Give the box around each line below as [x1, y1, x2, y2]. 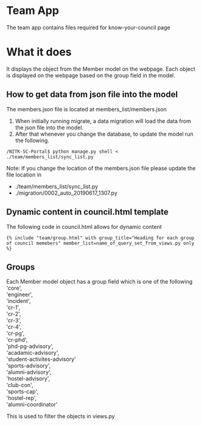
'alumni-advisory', [6, 369, 52, 376]
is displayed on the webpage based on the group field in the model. [6, 71, 175, 79]
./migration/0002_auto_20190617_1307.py [15, 189, 117, 197]
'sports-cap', [6, 388, 38, 396]
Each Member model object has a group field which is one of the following [6, 278, 193, 285]
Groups [6, 262, 35, 272]
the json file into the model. [15, 124, 84, 131]
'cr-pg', [6, 330, 25, 337]
